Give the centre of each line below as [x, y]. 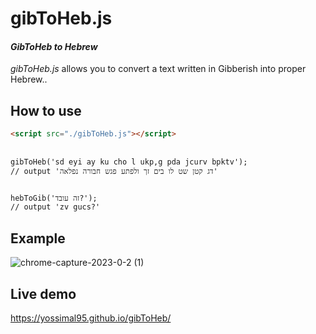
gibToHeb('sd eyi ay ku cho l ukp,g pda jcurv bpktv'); [129, 162]
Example [38, 238]
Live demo [43, 293]
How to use [46, 110]
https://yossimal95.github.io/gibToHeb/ [91, 318]
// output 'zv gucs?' [55, 207]
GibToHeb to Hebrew [54, 46]
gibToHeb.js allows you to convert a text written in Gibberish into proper [158, 69]
